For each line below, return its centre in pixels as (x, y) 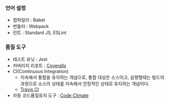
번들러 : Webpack (31, 26)
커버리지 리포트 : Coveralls (39, 65)
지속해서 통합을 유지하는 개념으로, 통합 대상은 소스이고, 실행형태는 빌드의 (92, 77)
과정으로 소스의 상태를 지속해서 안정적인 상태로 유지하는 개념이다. (85, 83)
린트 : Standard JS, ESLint (39, 33)
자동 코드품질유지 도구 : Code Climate (51, 95)
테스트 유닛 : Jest (30, 59)
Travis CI (30, 89)
